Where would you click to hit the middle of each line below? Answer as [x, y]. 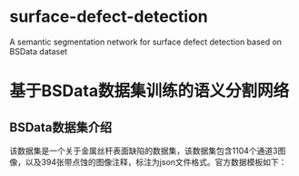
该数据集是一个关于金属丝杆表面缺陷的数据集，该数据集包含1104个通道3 [144, 151]
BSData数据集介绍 [60, 127]
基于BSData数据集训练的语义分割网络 [149, 91]
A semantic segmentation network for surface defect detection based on [146, 42]
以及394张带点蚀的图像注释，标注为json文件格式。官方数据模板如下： [156, 161]
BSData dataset [39, 51]
